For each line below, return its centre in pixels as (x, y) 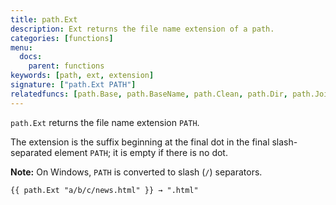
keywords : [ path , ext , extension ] (82, 76)
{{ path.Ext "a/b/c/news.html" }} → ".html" (104, 190)
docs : (31, 57)
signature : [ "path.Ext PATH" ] (73, 85)
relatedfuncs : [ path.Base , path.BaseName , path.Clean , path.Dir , (149, 94)
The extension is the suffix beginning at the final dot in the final (140, 142)
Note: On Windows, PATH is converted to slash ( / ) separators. (136, 172)
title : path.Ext (44, 19)
